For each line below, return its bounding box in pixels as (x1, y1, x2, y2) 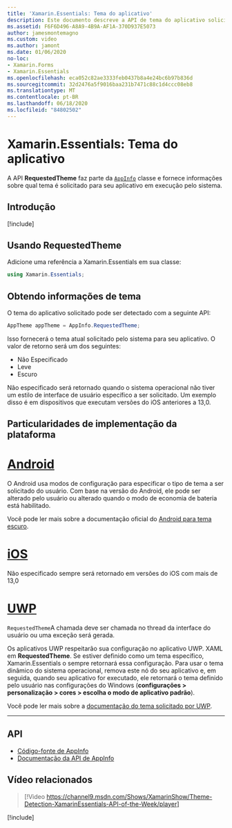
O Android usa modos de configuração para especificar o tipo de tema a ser (7, 480, 224, 488)
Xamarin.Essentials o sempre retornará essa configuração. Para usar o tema (7, 659, 224, 668)
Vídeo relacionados (7, 774, 93, 786)
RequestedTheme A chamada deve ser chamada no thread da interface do (7, 623, 211, 632)
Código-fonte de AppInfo (17, 746, 89, 755)
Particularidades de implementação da (7, 418, 177, 430)
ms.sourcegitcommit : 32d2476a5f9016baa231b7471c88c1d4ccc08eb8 (7, 81, 193, 88)
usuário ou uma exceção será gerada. (7, 631, 115, 639)
